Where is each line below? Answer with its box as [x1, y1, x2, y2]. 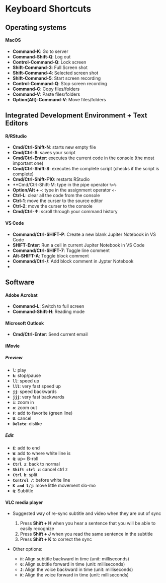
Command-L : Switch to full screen [12, 303, 85, 309]
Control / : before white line [12, 477, 70, 483]
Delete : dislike [12, 420, 42, 426]
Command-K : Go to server [12, 48, 69, 54]
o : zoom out [12, 404, 37, 411]
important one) [12, 160, 44, 166]
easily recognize [20, 526, 54, 532]
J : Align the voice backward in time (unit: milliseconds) [20, 566, 133, 572]
